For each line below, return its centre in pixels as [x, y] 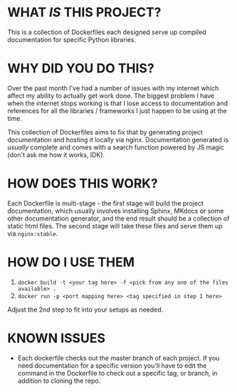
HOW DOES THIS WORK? [83, 184]
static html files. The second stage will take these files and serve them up [115, 226]
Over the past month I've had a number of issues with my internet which [113, 88]
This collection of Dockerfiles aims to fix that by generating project [105, 132]
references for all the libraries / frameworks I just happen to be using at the [117, 110]
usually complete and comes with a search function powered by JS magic [116, 147]
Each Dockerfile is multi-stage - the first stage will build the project [106, 203]
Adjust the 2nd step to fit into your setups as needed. [85, 309]
